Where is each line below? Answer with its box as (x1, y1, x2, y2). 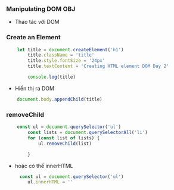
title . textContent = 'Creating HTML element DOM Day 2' (27, 63, 169, 70)
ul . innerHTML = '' (27, 179, 73, 185)
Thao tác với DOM (14, 18, 60, 26)
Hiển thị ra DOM (14, 85, 55, 92)
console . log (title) (27, 74, 76, 80)
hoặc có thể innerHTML (14, 162, 73, 169)
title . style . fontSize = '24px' (27, 58, 105, 64)
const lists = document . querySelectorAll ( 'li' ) (27, 130, 148, 136)
